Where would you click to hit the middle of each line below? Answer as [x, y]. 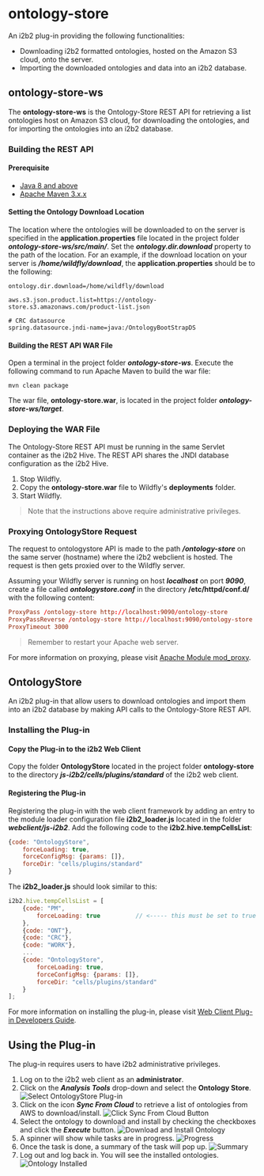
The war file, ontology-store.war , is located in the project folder [113, 400]
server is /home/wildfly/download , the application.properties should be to [132, 264]
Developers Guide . [46, 1020]
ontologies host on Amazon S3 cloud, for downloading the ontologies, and [129, 120]
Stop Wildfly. [40, 479]
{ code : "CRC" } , [47, 938]
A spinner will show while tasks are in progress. [97, 1138]
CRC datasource [40, 321]
